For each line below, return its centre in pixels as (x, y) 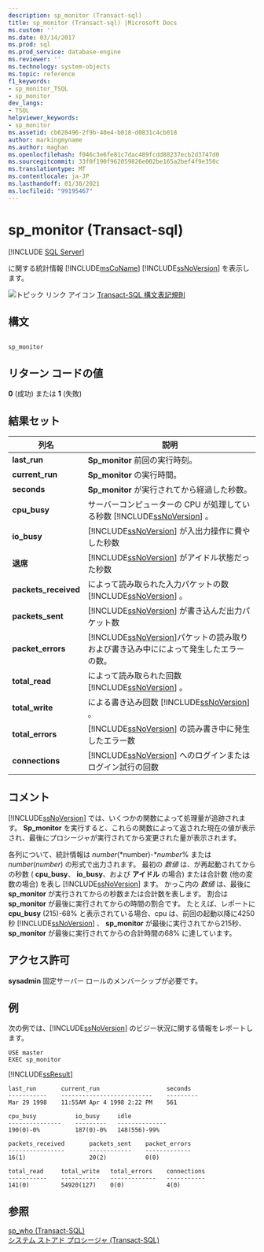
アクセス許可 (39, 960)
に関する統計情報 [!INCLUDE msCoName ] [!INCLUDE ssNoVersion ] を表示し (129, 268)
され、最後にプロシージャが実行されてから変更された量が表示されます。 (125, 837)
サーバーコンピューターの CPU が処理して (165, 504)
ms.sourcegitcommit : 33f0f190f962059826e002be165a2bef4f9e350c (114, 162)
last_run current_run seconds (100, 1089)
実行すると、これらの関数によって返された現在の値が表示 (163, 828)
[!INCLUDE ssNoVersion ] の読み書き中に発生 (169, 729)
